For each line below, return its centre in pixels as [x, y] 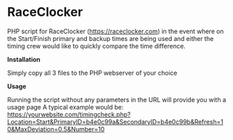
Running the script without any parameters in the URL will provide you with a [116, 99]
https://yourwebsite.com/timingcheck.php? [69, 114]
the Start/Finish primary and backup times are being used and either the [111, 38]
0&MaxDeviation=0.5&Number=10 [56, 129]
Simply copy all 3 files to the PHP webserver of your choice [92, 73]
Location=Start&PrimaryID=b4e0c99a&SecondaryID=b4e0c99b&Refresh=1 [115, 121]
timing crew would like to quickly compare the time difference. [96, 46]
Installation [24, 59]
